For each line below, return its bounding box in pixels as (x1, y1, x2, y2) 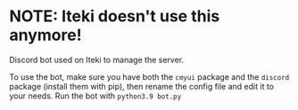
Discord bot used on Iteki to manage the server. (9, 54, 185, 65)
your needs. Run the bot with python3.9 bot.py (9, 90, 182, 101)
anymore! (9, 25, 82, 45)
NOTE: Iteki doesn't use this (9, 6, 220, 27)
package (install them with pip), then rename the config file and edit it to (9, 81, 275, 91)
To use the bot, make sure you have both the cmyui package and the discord (9, 71, 290, 82)
